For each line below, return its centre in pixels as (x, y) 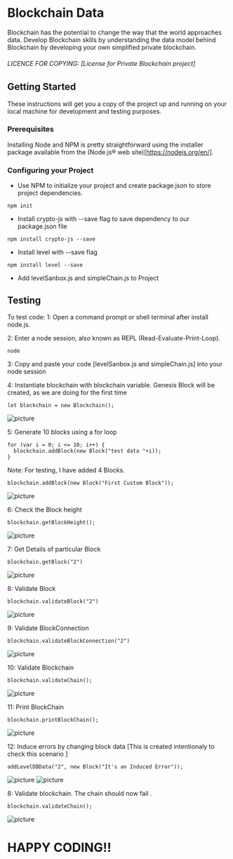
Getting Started (42, 87)
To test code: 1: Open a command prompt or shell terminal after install (108, 317)
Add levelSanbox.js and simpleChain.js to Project (88, 278)
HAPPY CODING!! (59, 848)
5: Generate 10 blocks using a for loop (62, 432)
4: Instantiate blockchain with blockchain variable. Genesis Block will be (111, 385)
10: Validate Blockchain (41, 667)
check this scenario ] (38, 754)
